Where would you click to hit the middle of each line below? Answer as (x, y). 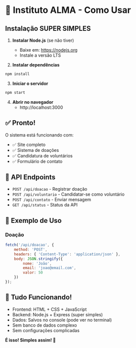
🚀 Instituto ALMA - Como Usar (68, 10)
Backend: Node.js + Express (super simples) (57, 314)
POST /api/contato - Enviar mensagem (52, 200)
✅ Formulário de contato (37, 161)
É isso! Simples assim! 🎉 (30, 340)
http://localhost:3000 (41, 107)
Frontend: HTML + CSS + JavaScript (49, 309)
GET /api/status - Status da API (45, 205)
